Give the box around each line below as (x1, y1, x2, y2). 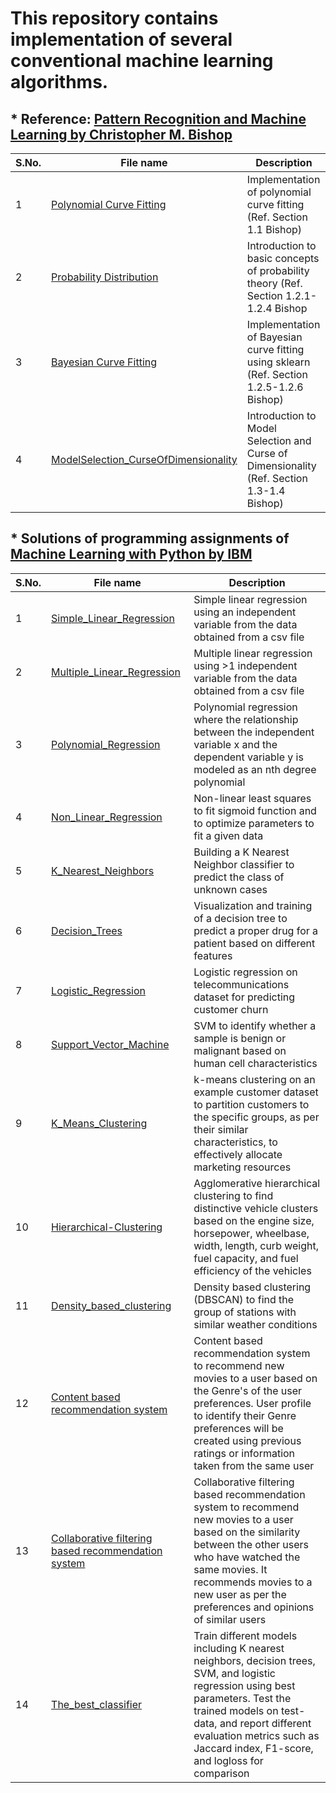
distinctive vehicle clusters (193, 1201, 319, 1215)
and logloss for (193, 1753, 264, 1767)
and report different (219, 1716, 312, 1730)
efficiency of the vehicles (193, 1263, 312, 1277)
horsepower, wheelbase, (193, 1226, 310, 1240)
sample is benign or (193, 1031, 287, 1045)
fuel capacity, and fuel (193, 1251, 299, 1265)
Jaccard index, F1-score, (193, 1741, 314, 1755)
